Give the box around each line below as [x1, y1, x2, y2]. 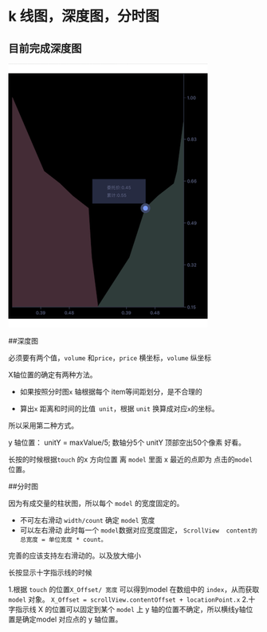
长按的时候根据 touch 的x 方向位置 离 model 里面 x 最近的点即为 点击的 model [8, 455, 253, 464]
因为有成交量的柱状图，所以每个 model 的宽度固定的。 [8, 499, 184, 508]
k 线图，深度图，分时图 [8, 7, 159, 26]
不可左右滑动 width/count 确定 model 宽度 [19, 516, 155, 524]
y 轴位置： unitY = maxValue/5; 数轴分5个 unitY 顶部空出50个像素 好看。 [8, 438, 245, 447]
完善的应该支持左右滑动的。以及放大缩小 [8, 551, 141, 560]
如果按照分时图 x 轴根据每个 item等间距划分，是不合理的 [19, 387, 203, 396]
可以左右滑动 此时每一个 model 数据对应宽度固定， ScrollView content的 [19, 525, 257, 535]
